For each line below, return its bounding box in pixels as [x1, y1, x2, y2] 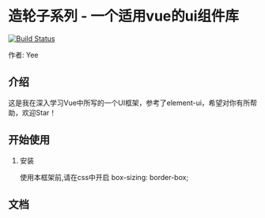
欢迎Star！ [21, 107, 57, 117]
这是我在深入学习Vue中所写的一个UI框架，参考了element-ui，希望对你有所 [8, 98, 251, 107]
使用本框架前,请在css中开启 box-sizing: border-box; [19, 172, 189, 182]
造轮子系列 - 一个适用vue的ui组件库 [8, 7, 240, 25]
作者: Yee [8, 50, 39, 59]
